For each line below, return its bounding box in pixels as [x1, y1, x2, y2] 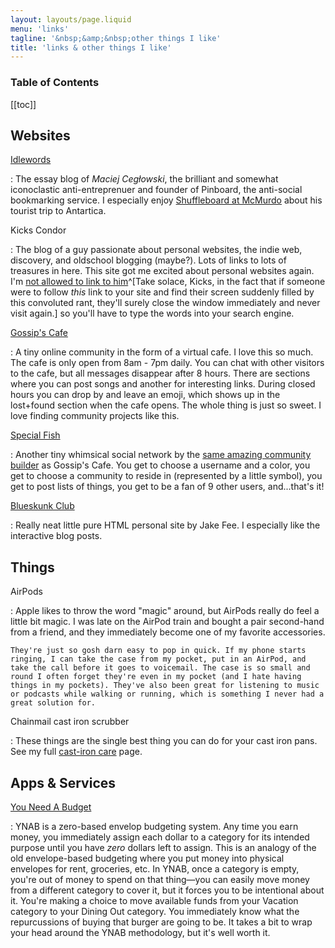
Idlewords [10, 154, 52, 166]
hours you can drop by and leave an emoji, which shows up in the [10, 389, 281, 401]
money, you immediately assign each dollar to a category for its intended [10, 831, 310, 843]
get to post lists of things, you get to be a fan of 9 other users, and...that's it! [10, 481, 325, 493]
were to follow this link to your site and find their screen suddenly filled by [10, 286, 315, 298]
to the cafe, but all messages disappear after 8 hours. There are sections [10, 367, 311, 380]
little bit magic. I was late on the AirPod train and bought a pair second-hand [10, 616, 325, 628]
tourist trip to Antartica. [10, 205, 107, 217]
